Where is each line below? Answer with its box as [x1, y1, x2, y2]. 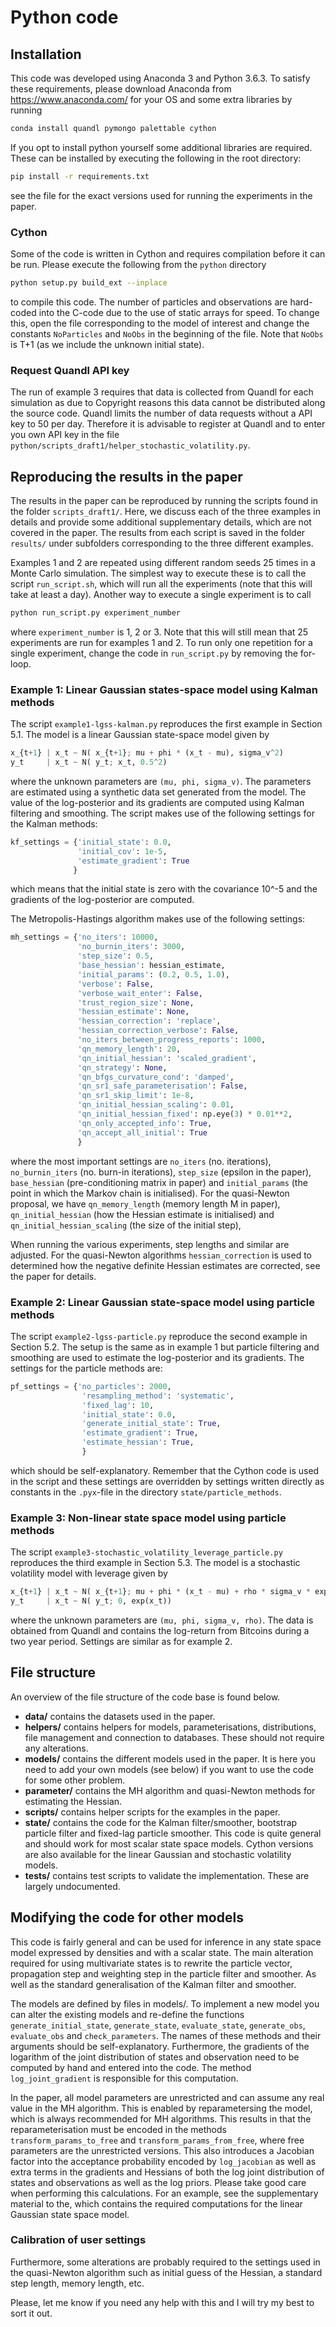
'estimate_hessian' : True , [81, 1437, 195, 1448]
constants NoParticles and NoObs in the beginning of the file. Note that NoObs [10, 327, 324, 340]
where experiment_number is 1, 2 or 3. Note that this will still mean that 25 [10, 626, 309, 638]
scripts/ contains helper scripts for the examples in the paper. [24, 1806, 281, 1818]
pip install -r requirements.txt [10, 171, 150, 181]
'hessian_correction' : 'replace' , [77, 1016, 222, 1026]
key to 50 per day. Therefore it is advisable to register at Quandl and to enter [10, 418, 326, 430]
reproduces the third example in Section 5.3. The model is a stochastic [10, 1557, 301, 1569]
